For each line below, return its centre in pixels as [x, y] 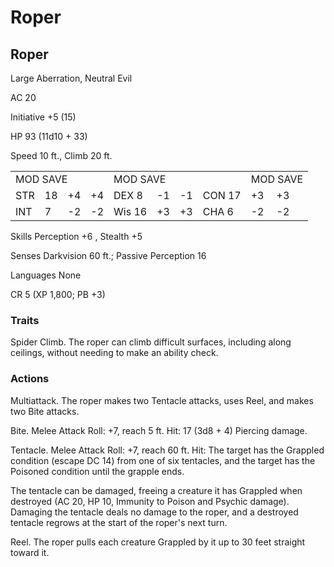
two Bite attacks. [45, 411]
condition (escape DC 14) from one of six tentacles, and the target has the [163, 460]
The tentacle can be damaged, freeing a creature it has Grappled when [156, 490]
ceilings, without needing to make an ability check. [114, 353]
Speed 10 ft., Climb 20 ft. [61, 155]
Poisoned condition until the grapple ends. [97, 471]
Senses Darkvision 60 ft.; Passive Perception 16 [108, 255]
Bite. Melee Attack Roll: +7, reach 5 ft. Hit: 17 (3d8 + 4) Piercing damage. [159, 430]
